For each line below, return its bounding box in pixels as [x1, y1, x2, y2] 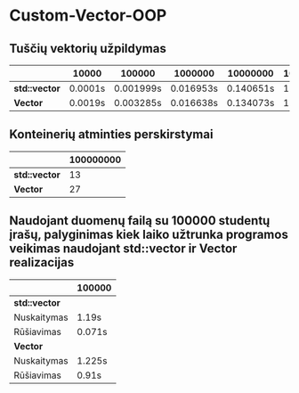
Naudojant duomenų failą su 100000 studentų [9, 213, 271, 228]
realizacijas [9, 255, 75, 270]
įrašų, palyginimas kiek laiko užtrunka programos [9, 227, 289, 242]
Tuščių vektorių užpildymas [9, 41, 166, 56]
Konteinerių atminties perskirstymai [9, 127, 214, 143]
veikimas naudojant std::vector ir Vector [9, 242, 238, 257]
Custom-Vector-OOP [9, 5, 167, 26]
